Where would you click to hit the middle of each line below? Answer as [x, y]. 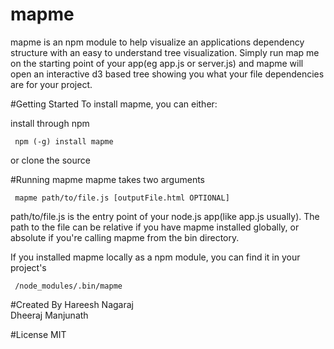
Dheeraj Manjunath [49, 315]
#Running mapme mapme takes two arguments [107, 179]
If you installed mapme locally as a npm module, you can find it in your [155, 257]
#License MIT [38, 334]
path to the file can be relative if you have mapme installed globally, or [155, 227]
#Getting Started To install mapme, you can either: [114, 104]
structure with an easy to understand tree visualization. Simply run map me [165, 52]
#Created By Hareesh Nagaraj [72, 304]
